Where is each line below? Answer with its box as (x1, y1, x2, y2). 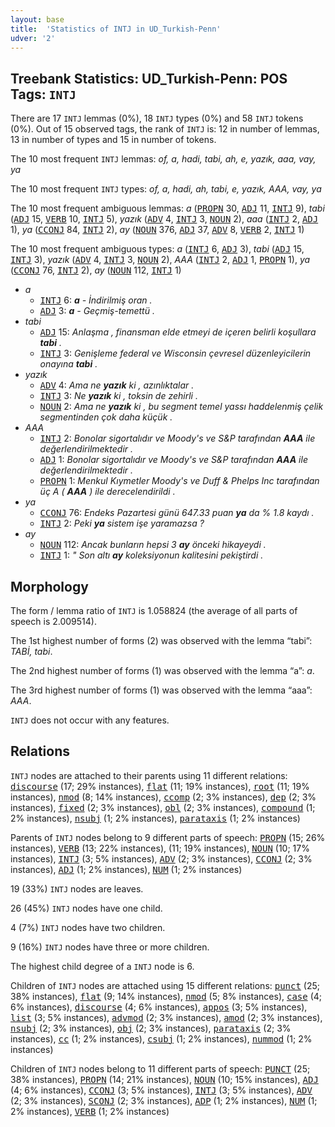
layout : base (10, 14, 65, 25)
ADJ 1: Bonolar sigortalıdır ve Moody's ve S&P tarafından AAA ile (39, 454, 308, 466)
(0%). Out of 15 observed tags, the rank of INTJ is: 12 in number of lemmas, (10, 123, 320, 135)
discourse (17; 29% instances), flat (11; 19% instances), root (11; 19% (10, 780, 310, 792)
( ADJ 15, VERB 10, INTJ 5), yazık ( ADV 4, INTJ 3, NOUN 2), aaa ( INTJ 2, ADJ (10, 213, 319, 225)
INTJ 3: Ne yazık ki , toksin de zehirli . (39, 390, 198, 402)
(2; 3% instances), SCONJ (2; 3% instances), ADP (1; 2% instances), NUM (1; (10, 1094, 318, 1106)
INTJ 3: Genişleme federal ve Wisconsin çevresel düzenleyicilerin (39, 347, 312, 360)
